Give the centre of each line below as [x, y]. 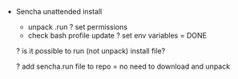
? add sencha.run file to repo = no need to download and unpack [123, 66]
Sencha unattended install [59, 12]
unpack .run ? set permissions [78, 27]
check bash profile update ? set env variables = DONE [117, 36]
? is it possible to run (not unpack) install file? [91, 51]
